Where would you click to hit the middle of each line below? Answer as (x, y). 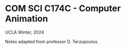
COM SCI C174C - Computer (63, 8)
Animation (27, 19)
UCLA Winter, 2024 (25, 32)
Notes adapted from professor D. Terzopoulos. (52, 41)
